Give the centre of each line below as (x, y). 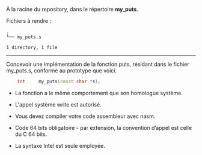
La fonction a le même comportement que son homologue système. (99, 93)
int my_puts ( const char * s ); (59, 81)
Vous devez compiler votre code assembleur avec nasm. (85, 116)
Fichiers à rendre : (29, 21)
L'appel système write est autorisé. (58, 104)
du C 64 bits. (31, 134)
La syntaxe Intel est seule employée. (60, 145)
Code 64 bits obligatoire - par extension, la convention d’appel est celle (103, 127)
